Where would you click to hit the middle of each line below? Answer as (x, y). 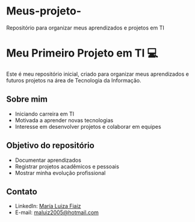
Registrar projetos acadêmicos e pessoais (67, 166)
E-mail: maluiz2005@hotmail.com (57, 212)
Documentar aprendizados (48, 160)
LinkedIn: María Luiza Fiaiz (48, 206)
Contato (22, 192)
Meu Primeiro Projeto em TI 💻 (82, 53)
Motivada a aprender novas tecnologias (64, 120)
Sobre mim (27, 100)
